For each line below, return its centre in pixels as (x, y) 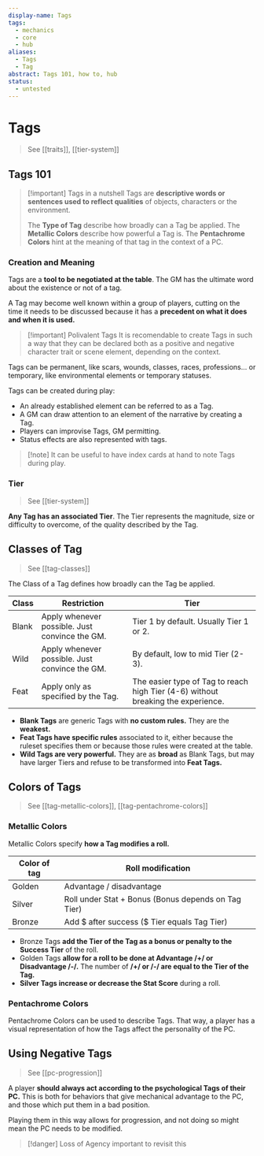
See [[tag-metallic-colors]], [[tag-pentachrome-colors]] (117, 806)
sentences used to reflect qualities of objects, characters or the (132, 202)
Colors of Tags (45, 787)
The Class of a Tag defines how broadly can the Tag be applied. (112, 583)
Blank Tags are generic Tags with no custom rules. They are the (124, 720)
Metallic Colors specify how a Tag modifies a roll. (89, 843)
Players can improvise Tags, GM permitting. (90, 431)
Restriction (83, 603)
